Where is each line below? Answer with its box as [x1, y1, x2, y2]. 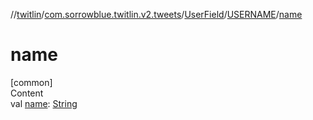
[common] [10, 76, 53, 88]
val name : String [10, 97, 78, 109]
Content [10, 87, 44, 99]
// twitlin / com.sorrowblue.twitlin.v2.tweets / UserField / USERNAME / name [10, 9, 303, 20]
